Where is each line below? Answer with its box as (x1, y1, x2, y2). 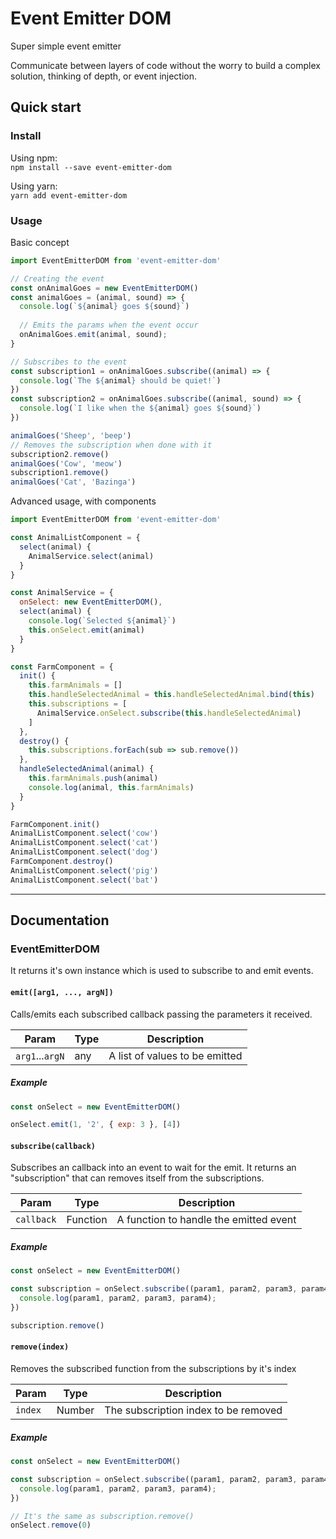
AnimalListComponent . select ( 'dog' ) (10, 847, 159, 857)
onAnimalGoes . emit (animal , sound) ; (19, 330, 168, 340)
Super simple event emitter (10, 40, 122, 52)
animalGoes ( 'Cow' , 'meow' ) (10, 458, 123, 469)
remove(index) (10, 1342, 70, 1352)
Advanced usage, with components (10, 495, 157, 507)
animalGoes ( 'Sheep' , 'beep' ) (10, 430, 132, 441)
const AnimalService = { (10, 588, 114, 598)
